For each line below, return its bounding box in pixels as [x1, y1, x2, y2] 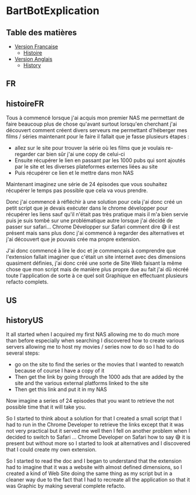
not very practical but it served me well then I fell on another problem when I [6, 427, 190, 435]
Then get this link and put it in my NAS [14, 386, 107, 393]
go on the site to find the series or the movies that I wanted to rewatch [14, 361, 184, 368]
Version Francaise [14, 43, 59, 50]
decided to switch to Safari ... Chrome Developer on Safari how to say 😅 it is [6, 433, 191, 441]
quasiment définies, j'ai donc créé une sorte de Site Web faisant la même [6, 260, 183, 267]
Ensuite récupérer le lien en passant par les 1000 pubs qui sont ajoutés [14, 157, 185, 164]
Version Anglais [14, 56, 53, 62]
